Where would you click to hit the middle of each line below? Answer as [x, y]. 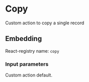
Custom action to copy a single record [45, 23]
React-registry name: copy [32, 51]
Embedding [24, 39]
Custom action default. [29, 75]
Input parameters [27, 64]
